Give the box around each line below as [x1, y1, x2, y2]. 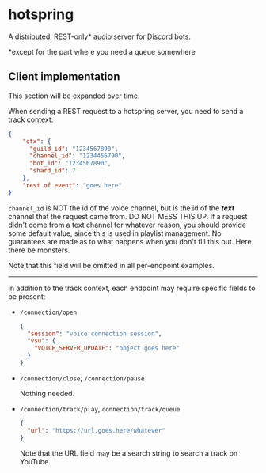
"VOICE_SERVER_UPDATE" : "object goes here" [34, 344, 180, 353]
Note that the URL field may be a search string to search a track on [19, 448, 238, 458]
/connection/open [19, 308, 78, 316]
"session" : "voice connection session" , [27, 330, 162, 338]
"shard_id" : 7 [28, 167, 77, 175]
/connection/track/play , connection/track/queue [19, 403, 180, 413]
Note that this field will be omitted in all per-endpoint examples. [8, 260, 215, 270]
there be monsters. [8, 245, 70, 255]
